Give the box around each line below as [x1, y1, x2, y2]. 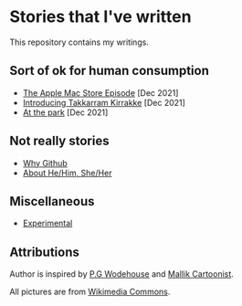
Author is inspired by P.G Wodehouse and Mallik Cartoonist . [9, 269, 235, 280]
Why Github [22, 157, 68, 168]
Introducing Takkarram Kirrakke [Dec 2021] [22, 97, 185, 108]
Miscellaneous [9, 194, 95, 209]
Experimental [22, 217, 73, 229]
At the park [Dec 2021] [22, 107, 109, 118]
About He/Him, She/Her [22, 167, 112, 178]
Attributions [9, 244, 80, 259]
